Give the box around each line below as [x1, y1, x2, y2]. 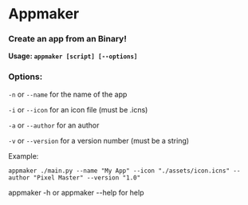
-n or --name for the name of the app [8, 89, 128, 99]
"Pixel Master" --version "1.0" [33, 173, 141, 182]
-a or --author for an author [8, 120, 100, 130]
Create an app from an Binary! [8, 34, 128, 45]
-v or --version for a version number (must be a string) [8, 136, 190, 145]
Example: [8, 151, 39, 160]
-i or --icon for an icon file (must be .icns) [8, 104, 148, 114]
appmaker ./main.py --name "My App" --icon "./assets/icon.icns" [8, 167, 230, 175]
